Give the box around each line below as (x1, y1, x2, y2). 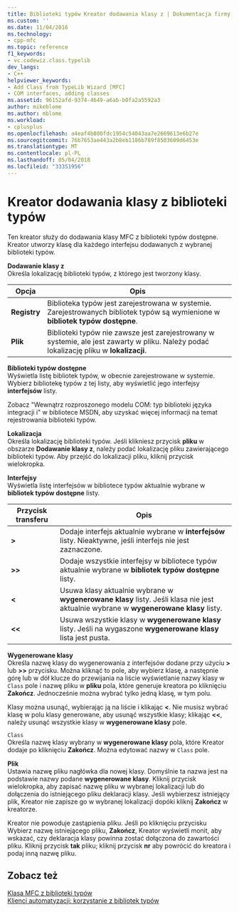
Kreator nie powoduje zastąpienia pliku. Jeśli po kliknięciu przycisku (7, 819, 208, 827)
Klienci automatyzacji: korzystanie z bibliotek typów (7, 896, 159, 905)
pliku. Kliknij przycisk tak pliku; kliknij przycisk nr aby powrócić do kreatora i (7, 841, 231, 850)
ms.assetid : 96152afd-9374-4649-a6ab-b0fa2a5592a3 (7, 97, 161, 104)
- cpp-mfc (7, 37, 37, 44)
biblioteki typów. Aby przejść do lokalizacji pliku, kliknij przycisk (7, 452, 194, 460)
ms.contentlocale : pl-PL (7, 150, 81, 157)
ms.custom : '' (7, 17, 50, 24)
